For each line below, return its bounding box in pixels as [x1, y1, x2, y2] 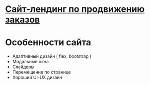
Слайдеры [12, 64, 35, 70]
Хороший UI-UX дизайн [12, 75, 62, 81]
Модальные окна [12, 59, 49, 65]
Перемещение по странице [12, 69, 71, 75]
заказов [5, 14, 40, 25]
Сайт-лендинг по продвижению [5, 3, 145, 15]
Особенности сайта [5, 37, 91, 48]
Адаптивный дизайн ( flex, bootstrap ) [12, 53, 92, 59]
